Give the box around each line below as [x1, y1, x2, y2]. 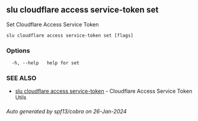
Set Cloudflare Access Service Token [6, 20, 99, 28]
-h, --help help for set [11, 60, 80, 66]
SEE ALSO [6, 74, 37, 82]
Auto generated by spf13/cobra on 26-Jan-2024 [6, 108, 127, 115]
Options [6, 46, 30, 55]
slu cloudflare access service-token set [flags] [6, 33, 134, 39]
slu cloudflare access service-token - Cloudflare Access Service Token [14, 87, 193, 95]
